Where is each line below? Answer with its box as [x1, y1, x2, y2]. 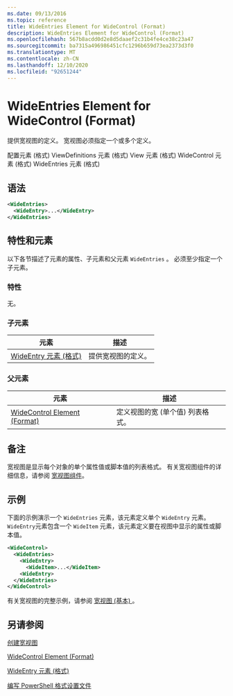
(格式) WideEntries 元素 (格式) [15, 160, 101, 168]
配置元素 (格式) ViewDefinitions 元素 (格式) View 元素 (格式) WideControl [7, 151, 214, 159]
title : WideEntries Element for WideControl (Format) [7, 23, 166, 30]
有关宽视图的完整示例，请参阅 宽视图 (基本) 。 [7, 597, 139, 605]
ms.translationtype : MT [7, 49, 76, 56]
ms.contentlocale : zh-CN [7, 55, 79, 62]
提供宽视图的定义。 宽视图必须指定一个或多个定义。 [7, 137, 155, 145]
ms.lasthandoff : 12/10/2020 [7, 62, 89, 69]
